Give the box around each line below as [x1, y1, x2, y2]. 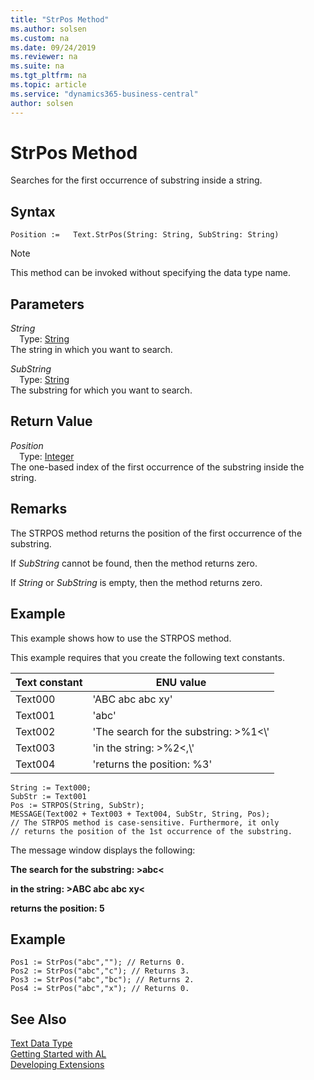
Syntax [10, 203, 56, 220]
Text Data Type [10, 1037, 73, 1050]
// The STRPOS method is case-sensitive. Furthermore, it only [10, 817, 280, 828]
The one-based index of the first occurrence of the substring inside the [10, 461, 305, 473]
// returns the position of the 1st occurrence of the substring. [10, 826, 293, 836]
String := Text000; [10, 782, 92, 793]
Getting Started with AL [10, 1048, 107, 1060]
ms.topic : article [10, 80, 87, 90]
